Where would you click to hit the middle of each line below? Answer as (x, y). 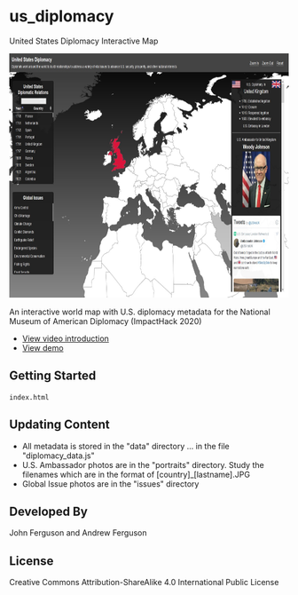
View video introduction (65, 338)
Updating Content (59, 425)
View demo (43, 347)
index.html (29, 397)
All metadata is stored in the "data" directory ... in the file (125, 446)
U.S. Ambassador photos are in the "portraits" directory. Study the (143, 464)
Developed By (49, 511)
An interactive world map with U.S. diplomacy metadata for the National (140, 312)
